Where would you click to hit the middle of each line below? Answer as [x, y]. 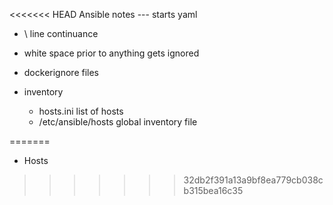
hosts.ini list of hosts [81, 111]
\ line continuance [61, 33]
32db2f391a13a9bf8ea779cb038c [253, 180]
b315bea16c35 [213, 190]
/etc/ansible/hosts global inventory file [118, 122]
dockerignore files [61, 72]
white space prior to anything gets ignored [111, 53]
